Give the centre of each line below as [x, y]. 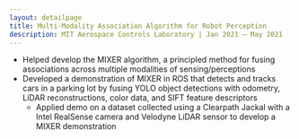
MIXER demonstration [76, 126]
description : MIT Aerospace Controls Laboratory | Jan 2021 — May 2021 [146, 34]
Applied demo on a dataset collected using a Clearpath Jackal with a [163, 108]
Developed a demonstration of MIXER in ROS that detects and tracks [149, 79]
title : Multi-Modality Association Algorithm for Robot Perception [138, 26]
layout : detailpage [46, 17]
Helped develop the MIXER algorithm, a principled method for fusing [149, 60]
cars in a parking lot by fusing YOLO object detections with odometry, [151, 88]
